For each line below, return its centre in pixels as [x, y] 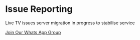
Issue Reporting [39, 9]
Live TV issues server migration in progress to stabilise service [70, 23]
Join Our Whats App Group [33, 32]
